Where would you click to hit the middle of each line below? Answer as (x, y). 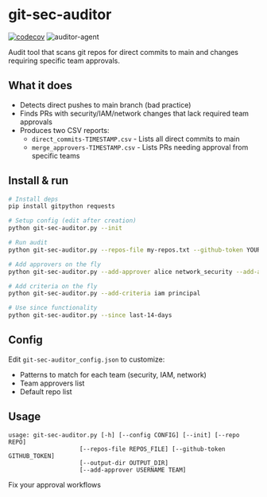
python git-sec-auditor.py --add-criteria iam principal (104, 294)
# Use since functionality (53, 308)
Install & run (39, 181)
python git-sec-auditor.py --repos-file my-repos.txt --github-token (126, 250)
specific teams (56, 155)
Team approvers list (52, 383)
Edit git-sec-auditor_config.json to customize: (87, 359)
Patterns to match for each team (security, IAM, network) (113, 374)
